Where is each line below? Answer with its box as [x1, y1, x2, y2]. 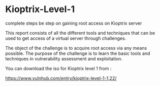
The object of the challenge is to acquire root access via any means [5, 45, 147, 51]
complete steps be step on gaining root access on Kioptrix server [5, 20, 142, 26]
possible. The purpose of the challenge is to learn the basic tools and [5, 50, 150, 56]
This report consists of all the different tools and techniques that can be [5, 30, 155, 36]
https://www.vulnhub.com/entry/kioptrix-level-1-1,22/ [5, 75, 117, 81]
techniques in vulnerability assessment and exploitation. [5, 55, 123, 61]
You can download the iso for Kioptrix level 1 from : [5, 65, 112, 71]
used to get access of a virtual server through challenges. [5, 35, 126, 41]
